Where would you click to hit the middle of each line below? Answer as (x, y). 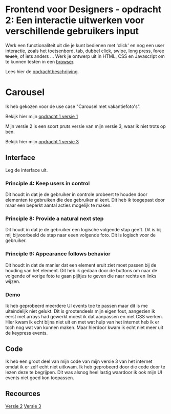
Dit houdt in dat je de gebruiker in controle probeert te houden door (76, 194)
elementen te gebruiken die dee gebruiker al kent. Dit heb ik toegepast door (85, 200)
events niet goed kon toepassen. (40, 378)
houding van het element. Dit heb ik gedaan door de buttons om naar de (81, 270)
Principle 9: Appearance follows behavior (58, 254)
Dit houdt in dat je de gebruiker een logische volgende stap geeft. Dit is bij (83, 230)
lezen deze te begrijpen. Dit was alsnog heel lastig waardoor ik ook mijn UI (84, 372)
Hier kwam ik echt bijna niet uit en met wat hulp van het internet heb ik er (82, 322)
